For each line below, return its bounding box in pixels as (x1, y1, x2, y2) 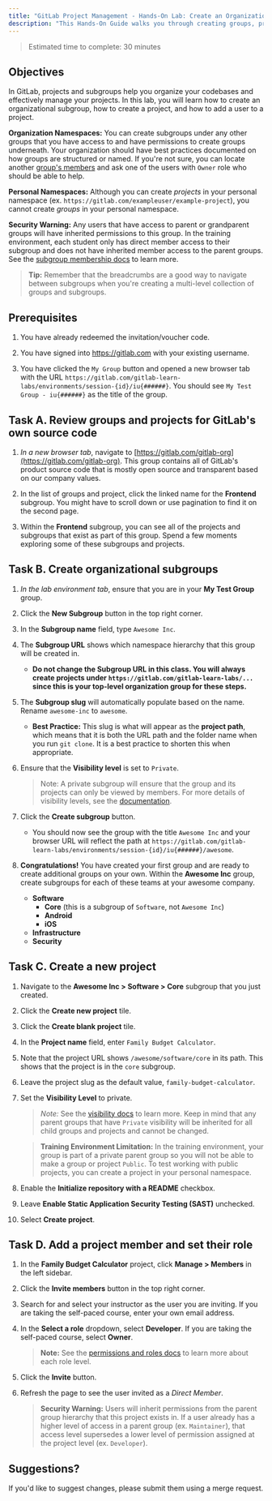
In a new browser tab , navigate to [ (19, 447, 138, 457)
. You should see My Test (168, 381, 253, 391)
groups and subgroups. (28, 287, 107, 297)
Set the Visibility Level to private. (19, 1092, 133, 1103)
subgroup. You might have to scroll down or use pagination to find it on (19, 497, 257, 507)
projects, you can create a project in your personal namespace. (40, 1167, 253, 1177)
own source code (8, 426, 98, 440)
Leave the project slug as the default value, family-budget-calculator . (19, 1077, 256, 1087)
